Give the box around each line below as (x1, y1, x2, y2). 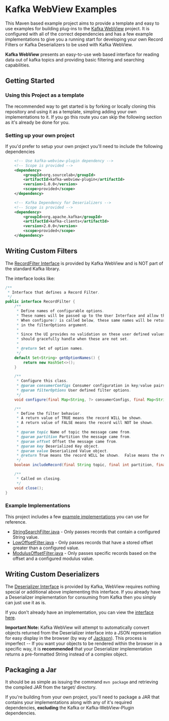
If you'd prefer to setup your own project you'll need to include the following (5, 143, 163, 149)
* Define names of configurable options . (16, 309, 105, 314)
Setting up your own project (5, 132, 74, 139)
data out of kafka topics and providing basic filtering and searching (5, 56, 144, 62)
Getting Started (5, 77, 55, 85)
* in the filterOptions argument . (16, 322, 89, 328)
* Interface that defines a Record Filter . (7, 290, 100, 295)
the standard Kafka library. (5, 265, 60, 271)
